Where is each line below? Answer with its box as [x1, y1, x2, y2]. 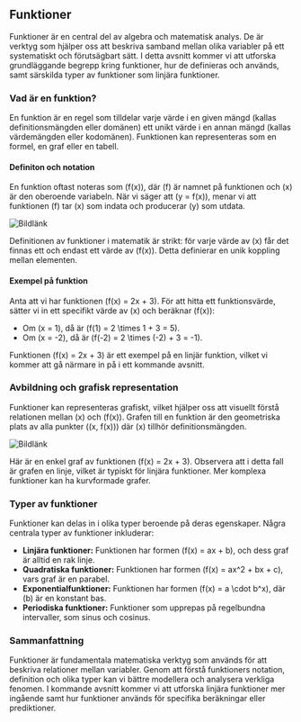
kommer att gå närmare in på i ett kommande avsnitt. [9, 359, 205, 370]
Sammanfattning [9, 635, 84, 647]
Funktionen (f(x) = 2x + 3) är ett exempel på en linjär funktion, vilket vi [9, 349, 268, 360]
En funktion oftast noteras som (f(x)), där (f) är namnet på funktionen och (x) [9, 182, 293, 193]
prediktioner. [9, 702, 57, 714]
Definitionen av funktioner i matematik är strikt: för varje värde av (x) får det [9, 236, 289, 247]
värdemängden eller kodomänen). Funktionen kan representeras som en [9, 131, 277, 142]
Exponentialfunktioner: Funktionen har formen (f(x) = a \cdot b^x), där [22, 583, 286, 594]
